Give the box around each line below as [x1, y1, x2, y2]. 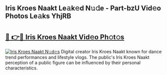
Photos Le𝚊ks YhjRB [5, 12, 71, 21]
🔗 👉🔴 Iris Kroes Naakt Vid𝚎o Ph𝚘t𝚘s [5, 33, 125, 41]
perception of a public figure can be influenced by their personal [5, 60, 141, 65]
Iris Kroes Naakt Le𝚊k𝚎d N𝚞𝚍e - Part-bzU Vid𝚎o [5, 4, 161, 13]
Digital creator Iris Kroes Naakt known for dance [61, 49, 162, 54]
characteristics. [5, 65, 38, 71]
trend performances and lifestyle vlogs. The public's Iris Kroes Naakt [5, 54, 150, 60]
